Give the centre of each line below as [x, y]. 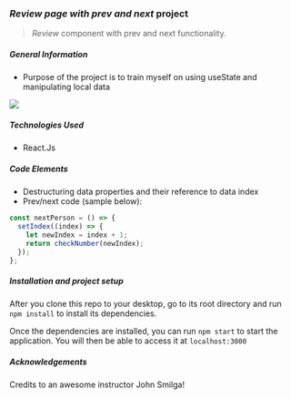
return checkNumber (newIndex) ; [85, 243]
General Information [49, 54]
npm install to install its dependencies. [83, 313]
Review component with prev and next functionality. [129, 34]
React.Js [39, 148]
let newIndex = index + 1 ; [77, 235]
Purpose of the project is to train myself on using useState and [140, 77]
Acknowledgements [49, 362]
